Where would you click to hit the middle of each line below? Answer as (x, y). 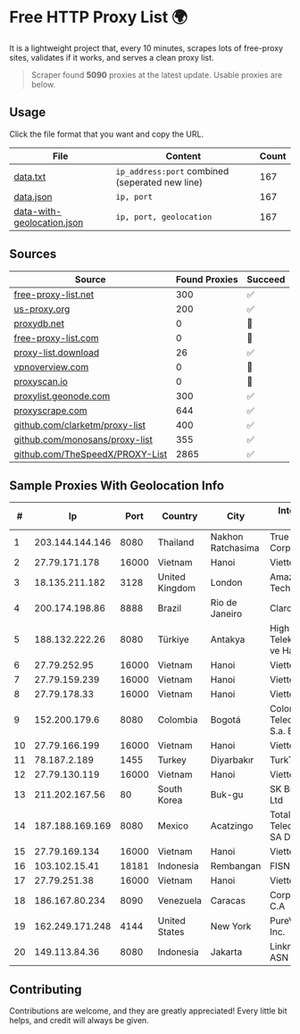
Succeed (266, 279)
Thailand (176, 543)
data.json (33, 196)
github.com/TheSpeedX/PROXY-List (91, 454)
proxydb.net (39, 323)
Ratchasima (235, 548)
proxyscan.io (41, 381)
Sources (33, 254)
